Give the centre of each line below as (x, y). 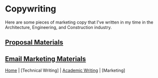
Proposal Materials (34, 43)
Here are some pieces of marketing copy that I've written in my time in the (79, 22)
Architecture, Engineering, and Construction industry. (58, 27)
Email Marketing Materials (45, 59)
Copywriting (31, 9)
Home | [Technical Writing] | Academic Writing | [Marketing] (65, 70)
